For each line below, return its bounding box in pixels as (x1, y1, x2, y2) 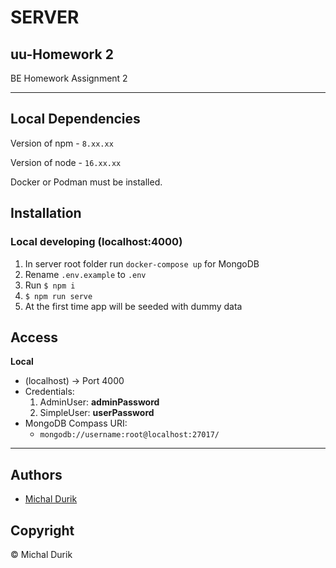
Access (10, 329, 58, 346)
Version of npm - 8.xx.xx (10, 137, 114, 149)
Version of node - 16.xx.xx (10, 156, 122, 168)
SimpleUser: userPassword (39, 407, 155, 419)
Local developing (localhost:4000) (10, 235, 183, 249)
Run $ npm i (24, 279, 76, 291)
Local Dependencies (10, 111, 141, 128)
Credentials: (24, 386, 75, 398)
